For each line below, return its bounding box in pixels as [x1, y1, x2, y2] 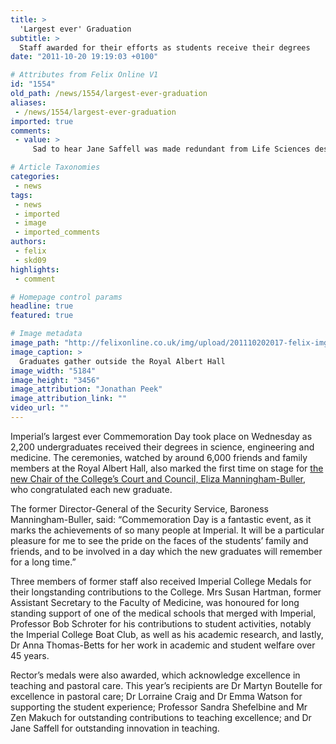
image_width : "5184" [10, 366, 97, 376]
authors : [10, 237, 47, 247]
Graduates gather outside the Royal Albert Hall [19, 356, 226, 366]
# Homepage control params [10, 292, 123, 302]
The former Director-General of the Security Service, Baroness [10, 502, 269, 515]
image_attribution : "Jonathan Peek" [10, 384, 163, 395]
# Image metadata [10, 329, 83, 339]
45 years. [10, 649, 50, 661]
